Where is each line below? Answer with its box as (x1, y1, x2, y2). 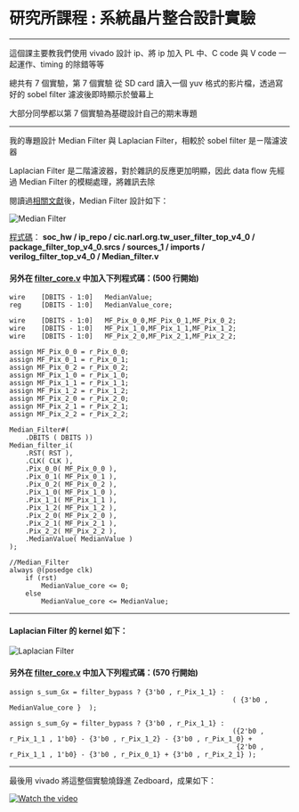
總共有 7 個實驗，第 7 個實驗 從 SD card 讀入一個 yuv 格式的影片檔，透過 (9, 78, 276, 88)
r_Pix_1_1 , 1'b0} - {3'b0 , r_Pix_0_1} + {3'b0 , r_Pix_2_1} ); (9, 750, 256, 759)
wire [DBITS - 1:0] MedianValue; (9, 293, 153, 302)
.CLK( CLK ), (25, 456, 74, 466)
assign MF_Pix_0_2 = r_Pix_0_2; (9, 363, 129, 373)
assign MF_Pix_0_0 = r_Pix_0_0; (9, 348, 129, 357)
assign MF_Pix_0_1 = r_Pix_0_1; (9, 356, 129, 365)
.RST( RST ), (25, 449, 74, 458)
